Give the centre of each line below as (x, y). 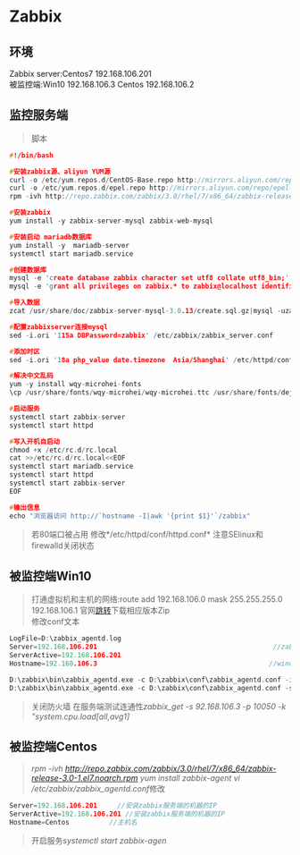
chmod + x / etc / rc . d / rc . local (63, 450)
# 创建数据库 (28, 270)
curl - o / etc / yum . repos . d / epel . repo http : (89, 188)
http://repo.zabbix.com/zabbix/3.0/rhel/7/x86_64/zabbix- (171, 769)
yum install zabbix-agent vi (190, 778)
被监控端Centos (54, 747)
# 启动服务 (25, 409)
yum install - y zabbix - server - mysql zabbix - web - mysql (112, 221)
